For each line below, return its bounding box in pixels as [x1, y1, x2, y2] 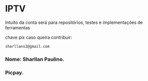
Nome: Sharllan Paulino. [5, 56, 64, 63]
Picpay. [5, 69, 24, 76]
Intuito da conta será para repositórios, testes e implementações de [5, 19, 143, 25]
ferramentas [5, 24, 31, 30]
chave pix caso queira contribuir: [5, 34, 72, 40]
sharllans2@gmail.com [5, 44, 50, 49]
